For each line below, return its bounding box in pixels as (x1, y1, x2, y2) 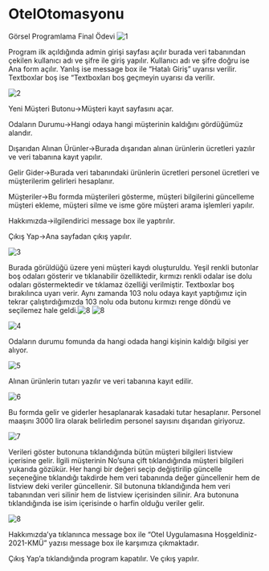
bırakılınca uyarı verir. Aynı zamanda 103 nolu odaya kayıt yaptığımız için (8, 288, 247, 298)
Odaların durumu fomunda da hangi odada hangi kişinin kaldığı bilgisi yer (8, 336, 249, 346)
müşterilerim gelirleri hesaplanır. (8, 176, 115, 186)
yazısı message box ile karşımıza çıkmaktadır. (48, 538, 199, 548)
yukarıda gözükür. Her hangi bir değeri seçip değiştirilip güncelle (8, 464, 222, 474)
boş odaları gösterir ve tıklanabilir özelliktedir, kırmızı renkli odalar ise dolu (8, 271, 253, 281)
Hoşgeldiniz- (214, 529, 258, 539)
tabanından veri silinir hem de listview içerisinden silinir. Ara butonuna (8, 490, 239, 499)
